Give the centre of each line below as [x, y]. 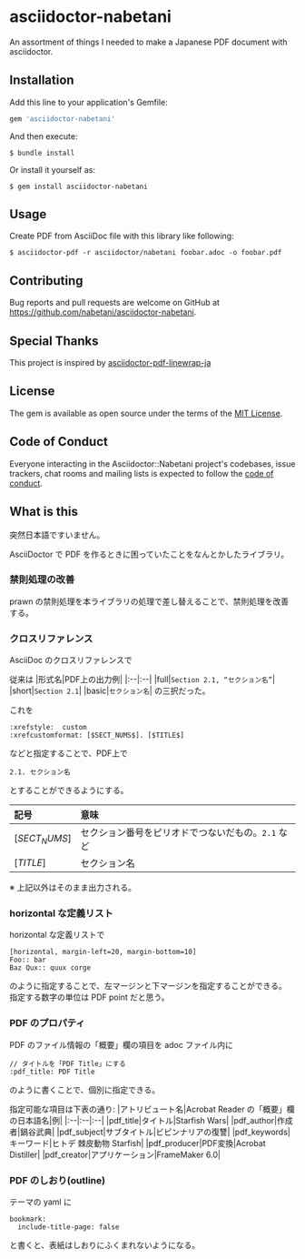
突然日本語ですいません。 [57, 535]
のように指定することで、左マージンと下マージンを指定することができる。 [148, 986]
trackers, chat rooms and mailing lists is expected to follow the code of [142, 473]
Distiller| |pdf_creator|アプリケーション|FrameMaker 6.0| [115, 1154]
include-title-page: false [69, 1227]
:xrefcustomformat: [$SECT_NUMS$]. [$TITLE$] [97, 735]
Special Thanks [54, 341]
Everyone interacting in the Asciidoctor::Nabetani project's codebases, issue [152, 463]
